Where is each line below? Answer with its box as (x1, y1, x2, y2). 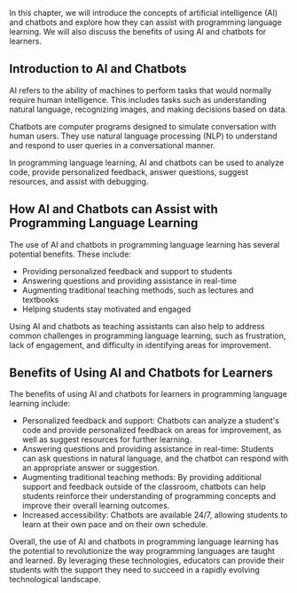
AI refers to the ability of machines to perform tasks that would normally (9, 84, 272, 96)
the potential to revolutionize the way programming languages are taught (9, 546, 275, 557)
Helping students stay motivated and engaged (21, 304, 191, 314)
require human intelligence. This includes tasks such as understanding (9, 94, 268, 105)
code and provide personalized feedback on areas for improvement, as (21, 425, 282, 436)
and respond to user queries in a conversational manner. (9, 139, 215, 150)
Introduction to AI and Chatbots (9, 61, 187, 76)
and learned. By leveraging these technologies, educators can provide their (9, 555, 285, 566)
